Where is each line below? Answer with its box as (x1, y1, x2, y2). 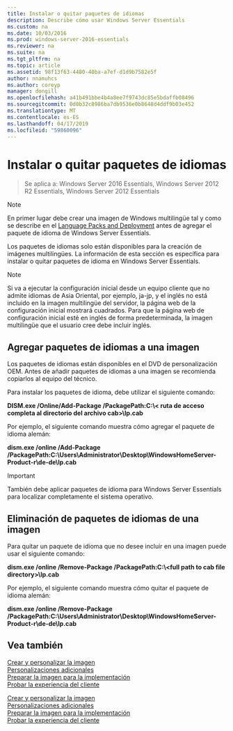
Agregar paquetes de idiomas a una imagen (7, 341, 200, 353)
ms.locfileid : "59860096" (7, 127, 82, 134)
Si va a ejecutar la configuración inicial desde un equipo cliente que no (7, 284, 210, 292)
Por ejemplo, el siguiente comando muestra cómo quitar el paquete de (7, 583, 209, 592)
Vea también (7, 640, 63, 652)
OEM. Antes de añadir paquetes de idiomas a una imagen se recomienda (7, 367, 216, 376)
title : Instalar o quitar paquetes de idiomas (7, 10, 145, 17)
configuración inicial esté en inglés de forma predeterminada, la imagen (7, 314, 214, 322)
